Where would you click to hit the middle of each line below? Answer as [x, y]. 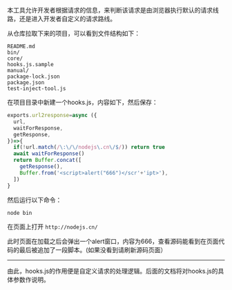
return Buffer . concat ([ [47, 160]
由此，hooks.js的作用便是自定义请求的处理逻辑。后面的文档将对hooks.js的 [113, 271]
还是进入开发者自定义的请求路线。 [67, 19]
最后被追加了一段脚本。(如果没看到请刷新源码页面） [93, 249]
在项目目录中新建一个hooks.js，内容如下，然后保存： [83, 102]
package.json [26, 83]
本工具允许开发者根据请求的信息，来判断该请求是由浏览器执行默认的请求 [110, 10]
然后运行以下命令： [35, 200]
